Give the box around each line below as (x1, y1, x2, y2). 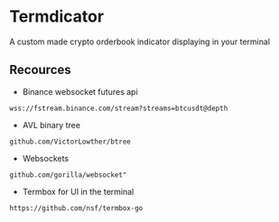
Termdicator (9, 6, 105, 27)
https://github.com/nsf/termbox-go (9, 203, 144, 213)
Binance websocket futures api (22, 86, 138, 97)
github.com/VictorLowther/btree (9, 137, 131, 146)
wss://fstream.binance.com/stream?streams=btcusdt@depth (9, 104, 228, 113)
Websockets (22, 153, 70, 163)
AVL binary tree (22, 119, 81, 130)
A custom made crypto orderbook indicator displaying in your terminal (9, 36, 271, 47)
